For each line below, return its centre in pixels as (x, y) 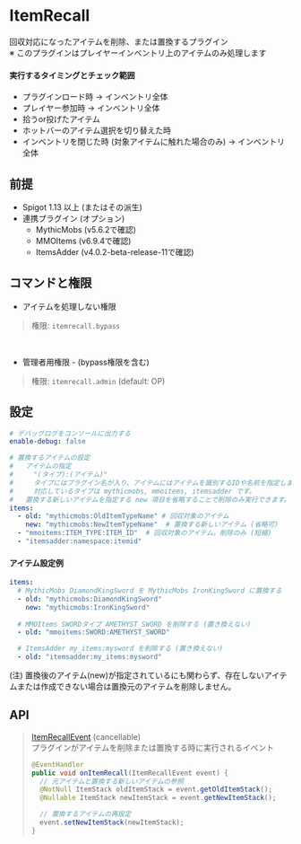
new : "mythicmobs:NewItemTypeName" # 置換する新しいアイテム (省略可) (152, 525)
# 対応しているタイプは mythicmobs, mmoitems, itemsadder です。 (133, 491)
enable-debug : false (48, 442)
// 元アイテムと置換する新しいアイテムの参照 (112, 781)
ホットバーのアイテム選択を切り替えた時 (97, 130)
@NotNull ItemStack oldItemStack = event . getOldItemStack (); (156, 790)
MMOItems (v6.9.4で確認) (83, 241)
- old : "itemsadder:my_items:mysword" (90, 657)
